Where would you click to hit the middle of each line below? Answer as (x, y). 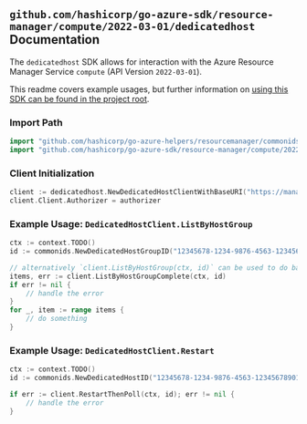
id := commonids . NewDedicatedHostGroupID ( (91, 252)
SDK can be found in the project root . (79, 98)
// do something (57, 319)
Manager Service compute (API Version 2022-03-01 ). (106, 71)
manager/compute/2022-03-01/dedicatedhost (132, 27)
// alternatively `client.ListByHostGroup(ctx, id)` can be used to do (148, 268)
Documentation (55, 40)
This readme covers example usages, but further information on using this (149, 89)
